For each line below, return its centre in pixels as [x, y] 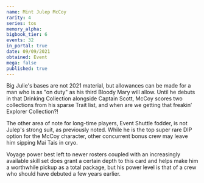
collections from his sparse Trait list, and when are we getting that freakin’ [99, 105]
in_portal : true [27, 46]
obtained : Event [27, 57]
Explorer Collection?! [33, 112]
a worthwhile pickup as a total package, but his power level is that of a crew [101, 167]
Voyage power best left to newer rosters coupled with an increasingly [93, 154]
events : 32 [20, 40]
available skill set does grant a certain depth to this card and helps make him [102, 161]
